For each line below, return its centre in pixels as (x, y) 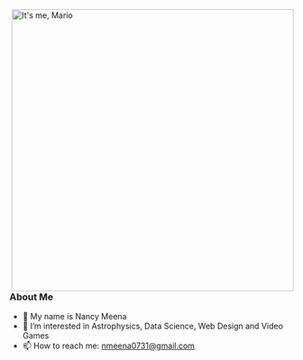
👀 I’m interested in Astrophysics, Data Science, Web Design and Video (153, 326)
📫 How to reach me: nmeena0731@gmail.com (109, 346)
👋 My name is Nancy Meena (74, 317)
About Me (32, 297)
